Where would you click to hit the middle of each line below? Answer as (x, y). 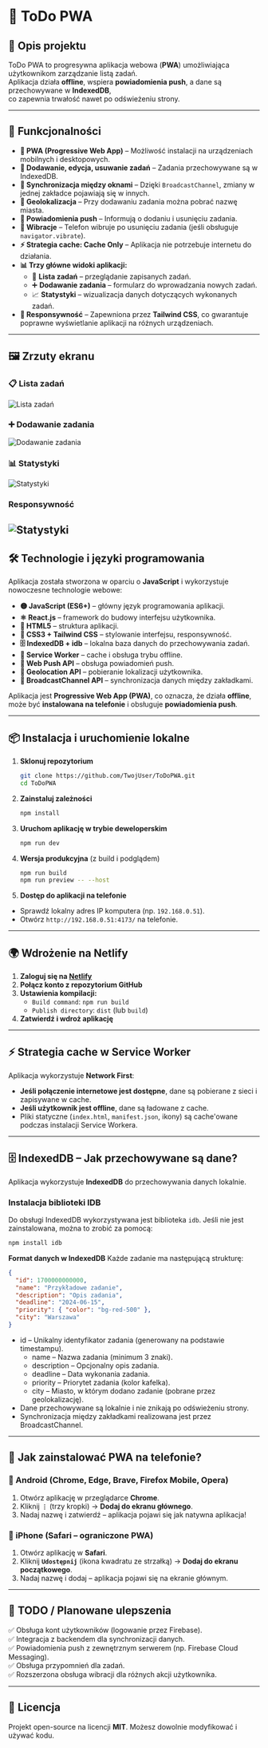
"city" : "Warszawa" (48, 1318)
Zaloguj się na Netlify (56, 977)
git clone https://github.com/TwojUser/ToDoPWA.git (107, 776)
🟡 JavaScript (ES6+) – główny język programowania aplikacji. (122, 606)
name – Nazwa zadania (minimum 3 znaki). (102, 1357)
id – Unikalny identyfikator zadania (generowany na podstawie (122, 1340)
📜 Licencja (35, 1708)
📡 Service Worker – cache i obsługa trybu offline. (101, 655)
